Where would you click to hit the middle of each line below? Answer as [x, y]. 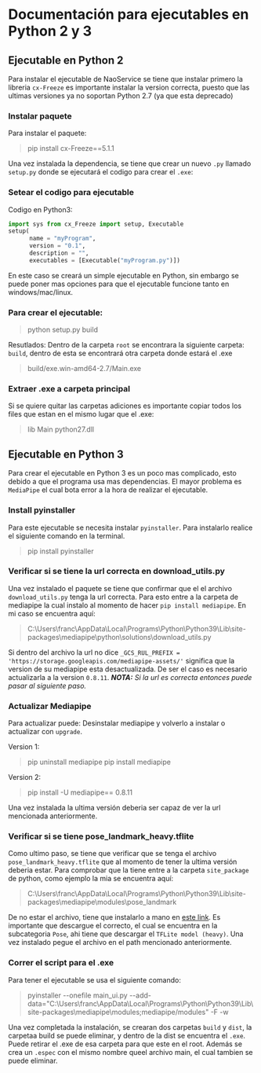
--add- [140, 995]
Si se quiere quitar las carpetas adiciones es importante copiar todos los [125, 406]
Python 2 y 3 [50, 31]
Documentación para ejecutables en [129, 15]
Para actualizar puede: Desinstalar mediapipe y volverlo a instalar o [117, 723]
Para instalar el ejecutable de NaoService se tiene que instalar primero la [125, 79]
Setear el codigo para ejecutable [71, 193]
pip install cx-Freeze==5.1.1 [71, 149]
